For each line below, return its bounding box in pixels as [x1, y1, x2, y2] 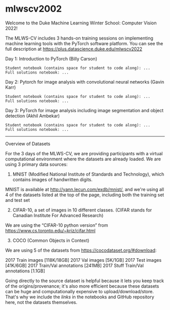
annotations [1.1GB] [5, 267, 46, 274]
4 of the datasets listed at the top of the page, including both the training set [5, 191, 164, 198]
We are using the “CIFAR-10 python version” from [5, 222, 108, 228]
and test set [5, 197, 30, 203]
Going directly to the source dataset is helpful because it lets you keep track [5, 278, 164, 284]
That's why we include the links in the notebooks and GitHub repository [5, 294, 154, 300]
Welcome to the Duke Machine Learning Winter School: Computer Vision [5, 20, 157, 26]
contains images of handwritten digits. [12, 176, 93, 183]
